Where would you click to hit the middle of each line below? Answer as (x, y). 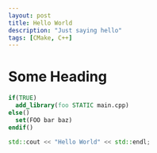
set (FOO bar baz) (44, 120)
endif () (21, 128)
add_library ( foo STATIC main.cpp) (72, 105)
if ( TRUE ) (23, 98)
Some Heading (57, 77)
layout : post (30, 15)
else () (19, 113)
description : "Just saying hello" (65, 30)
